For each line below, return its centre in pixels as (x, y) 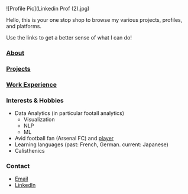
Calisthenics (30, 151)
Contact (18, 166)
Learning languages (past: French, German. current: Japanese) (91, 144)
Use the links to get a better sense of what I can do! (69, 37)
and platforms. (24, 26)
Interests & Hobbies (35, 100)
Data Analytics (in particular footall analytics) (69, 113)
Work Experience (32, 84)
